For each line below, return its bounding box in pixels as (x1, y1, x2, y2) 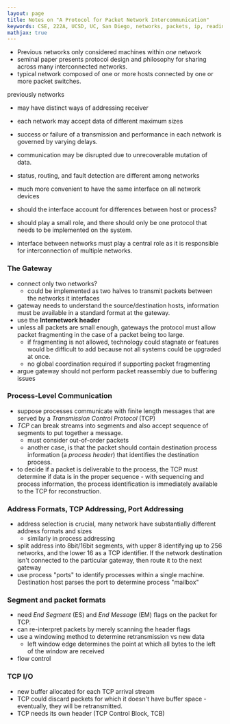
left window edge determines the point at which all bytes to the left (27, 640, 216, 649)
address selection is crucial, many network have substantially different (16, 519, 216, 528)
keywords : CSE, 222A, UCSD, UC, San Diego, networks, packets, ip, (7, 23, 204, 30)
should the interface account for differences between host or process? (16, 205, 217, 213)
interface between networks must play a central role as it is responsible (16, 240, 219, 248)
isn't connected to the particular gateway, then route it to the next (16, 557, 203, 565)
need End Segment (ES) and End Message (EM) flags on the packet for (16, 611, 218, 619)
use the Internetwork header (16, 316, 101, 324)
